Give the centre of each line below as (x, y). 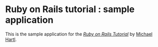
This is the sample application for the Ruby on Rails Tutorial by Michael (79, 34)
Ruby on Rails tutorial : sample (70, 9)
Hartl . (11, 39)
